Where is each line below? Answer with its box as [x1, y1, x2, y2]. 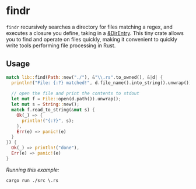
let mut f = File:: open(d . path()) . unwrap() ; [11, 96, 121, 102]
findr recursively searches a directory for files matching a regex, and [6, 23, 173, 30]
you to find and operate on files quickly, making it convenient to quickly [6, 36, 178, 43]
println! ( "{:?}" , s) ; [21, 118, 75, 124]
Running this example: [6, 166, 60, 173]
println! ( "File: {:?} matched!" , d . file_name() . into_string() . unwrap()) [11, 80, 192, 86]
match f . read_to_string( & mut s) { [11, 107, 95, 113]
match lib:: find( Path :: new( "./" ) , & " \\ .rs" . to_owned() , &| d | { [6, 74, 163, 80]
